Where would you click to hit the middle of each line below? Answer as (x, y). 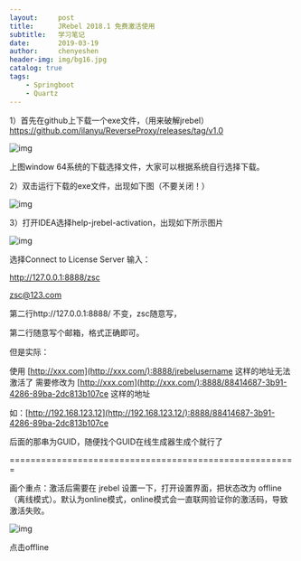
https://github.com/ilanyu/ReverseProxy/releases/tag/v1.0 (117, 130)
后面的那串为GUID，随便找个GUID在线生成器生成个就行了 (116, 441)
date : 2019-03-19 (54, 43)
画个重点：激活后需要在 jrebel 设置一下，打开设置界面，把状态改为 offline (146, 488)
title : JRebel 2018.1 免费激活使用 (82, 26)
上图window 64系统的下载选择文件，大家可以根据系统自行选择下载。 (137, 166)
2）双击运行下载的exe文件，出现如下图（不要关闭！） (109, 185)
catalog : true (36, 69)
